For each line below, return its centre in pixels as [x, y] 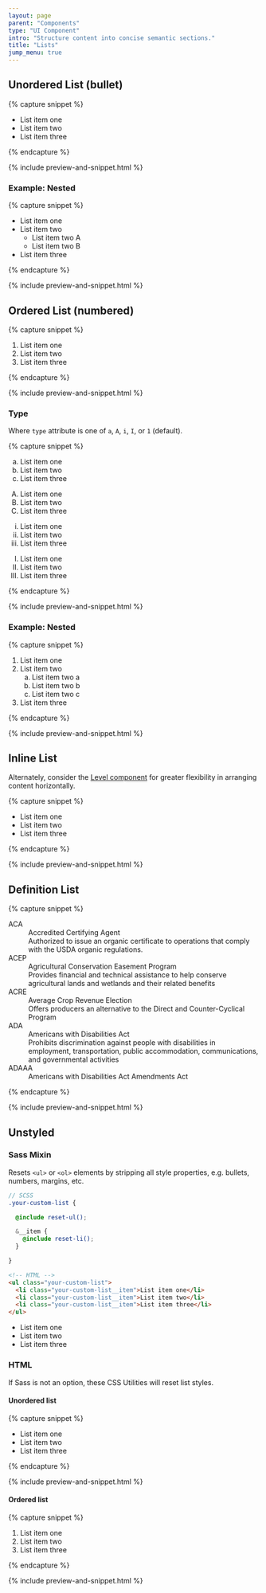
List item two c [56, 694]
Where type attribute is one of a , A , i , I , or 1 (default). [96, 431]
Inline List [33, 758]
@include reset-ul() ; [51, 1217]
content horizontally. [42, 786]
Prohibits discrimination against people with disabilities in [122, 1043]
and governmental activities [74, 1059]
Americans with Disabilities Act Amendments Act [108, 1077]
